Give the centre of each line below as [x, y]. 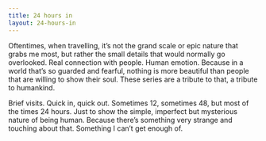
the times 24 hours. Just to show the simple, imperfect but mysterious [123, 111]
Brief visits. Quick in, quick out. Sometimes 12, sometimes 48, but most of [129, 103]
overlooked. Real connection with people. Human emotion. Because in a [126, 62]
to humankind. [32, 87]
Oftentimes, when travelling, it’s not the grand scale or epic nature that [123, 45]
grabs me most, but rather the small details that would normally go [117, 54]
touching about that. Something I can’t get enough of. [96, 128]
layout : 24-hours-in [42, 23]
